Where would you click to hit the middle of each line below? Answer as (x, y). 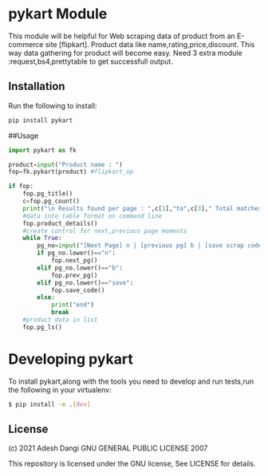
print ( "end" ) (72, 305)
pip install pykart (41, 120)
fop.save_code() (78, 290)
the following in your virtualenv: (60, 389)
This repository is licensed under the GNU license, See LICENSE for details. (132, 464)
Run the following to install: (53, 105)
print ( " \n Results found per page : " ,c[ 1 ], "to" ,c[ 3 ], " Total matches (142, 208)
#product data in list (60, 320)
